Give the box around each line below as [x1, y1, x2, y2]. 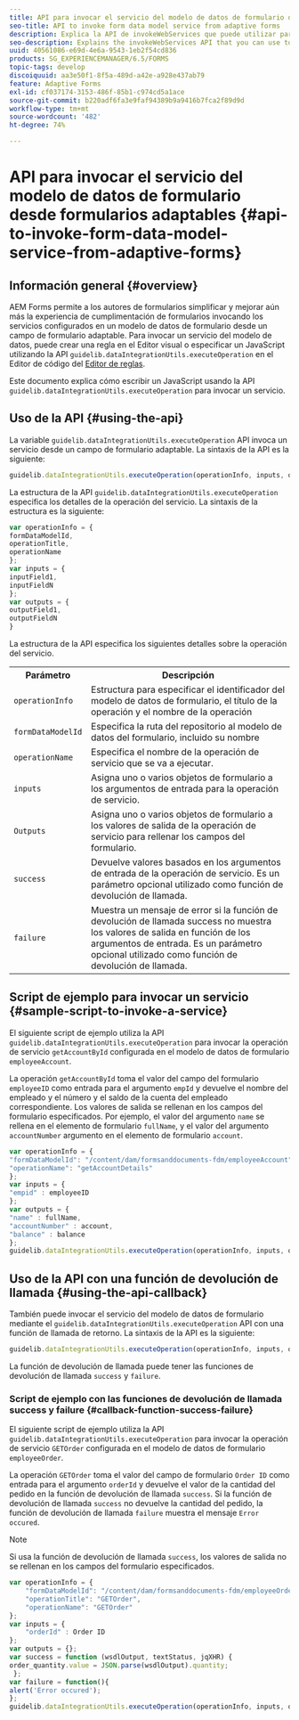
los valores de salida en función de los [90, 926, 251, 939]
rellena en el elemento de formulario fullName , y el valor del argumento [9, 1120, 270, 1131]
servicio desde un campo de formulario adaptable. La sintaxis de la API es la [9, 444, 289, 454]
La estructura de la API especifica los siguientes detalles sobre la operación [9, 639, 287, 649]
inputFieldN [9, 581, 53, 590]
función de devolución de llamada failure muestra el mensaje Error [9, 1507, 260, 1519]
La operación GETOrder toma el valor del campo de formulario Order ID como [9, 1470, 290, 1480]
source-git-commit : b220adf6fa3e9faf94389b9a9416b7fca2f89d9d [9, 95, 245, 105]
